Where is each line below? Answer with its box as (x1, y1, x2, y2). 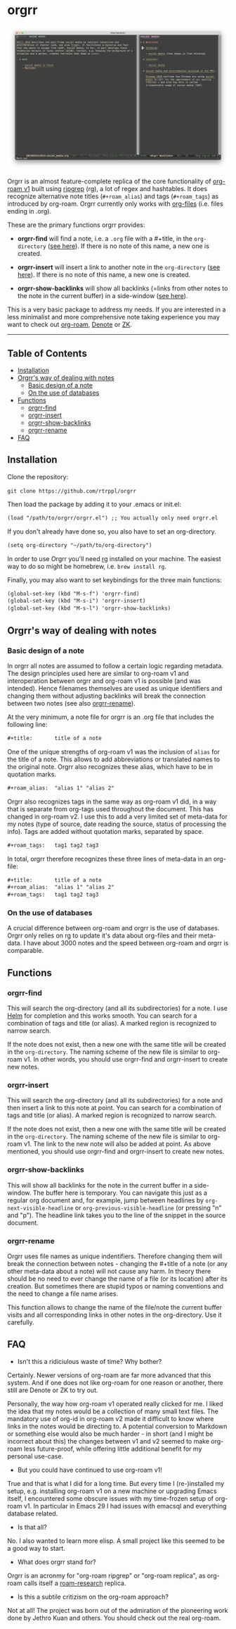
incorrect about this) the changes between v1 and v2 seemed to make (7, 1437, 209, 1445)
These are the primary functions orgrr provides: (7, 221, 145, 229)
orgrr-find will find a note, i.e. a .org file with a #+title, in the (17, 235, 193, 243)
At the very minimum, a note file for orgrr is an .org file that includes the (7, 713, 214, 721)
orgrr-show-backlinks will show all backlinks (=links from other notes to (17, 284, 228, 293)
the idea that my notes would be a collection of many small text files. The (7, 1407, 219, 1415)
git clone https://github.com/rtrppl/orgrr (7, 487, 137, 495)
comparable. (7, 947, 44, 955)
